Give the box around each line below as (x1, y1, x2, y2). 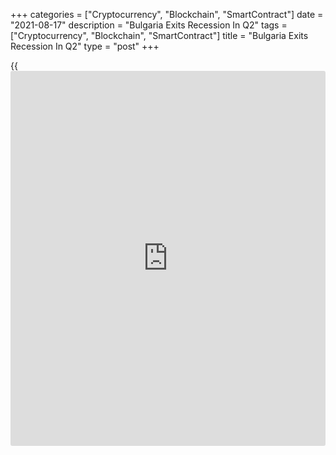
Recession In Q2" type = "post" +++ (10, 40, 160, 52)
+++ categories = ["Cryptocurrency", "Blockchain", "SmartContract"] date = (10, 9, 324, 20)
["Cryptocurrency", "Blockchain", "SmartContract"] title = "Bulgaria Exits (10, 30, 309, 41)
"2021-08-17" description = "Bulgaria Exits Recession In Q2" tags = (10, 19, 288, 31)
